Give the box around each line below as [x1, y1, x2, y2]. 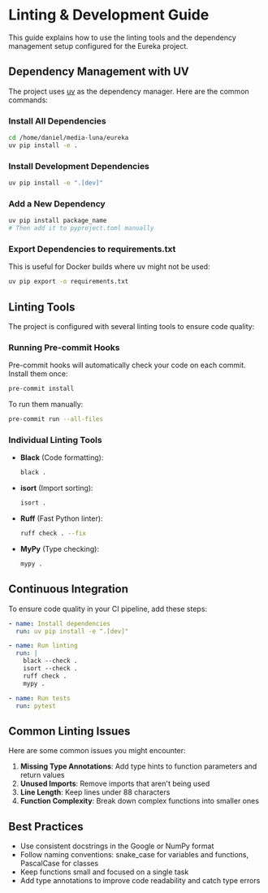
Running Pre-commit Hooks [8, 341, 120, 353]
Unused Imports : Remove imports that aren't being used [19, 778, 210, 789]
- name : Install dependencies [8, 619, 111, 627]
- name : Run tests [8, 694, 71, 702]
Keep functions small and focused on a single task [19, 867, 189, 877]
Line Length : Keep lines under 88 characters [19, 787, 171, 797]
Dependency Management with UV [8, 65, 189, 79]
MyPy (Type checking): [19, 544, 100, 553]
